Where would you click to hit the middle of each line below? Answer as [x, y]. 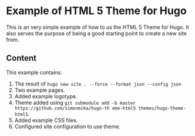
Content [21, 58]
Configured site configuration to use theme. [67, 126]
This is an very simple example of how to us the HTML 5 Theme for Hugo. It [97, 27]
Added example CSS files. [46, 120]
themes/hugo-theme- [162, 108]
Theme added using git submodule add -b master [75, 102]
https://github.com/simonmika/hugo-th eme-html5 [75, 108]
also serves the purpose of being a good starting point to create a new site [96, 33]
